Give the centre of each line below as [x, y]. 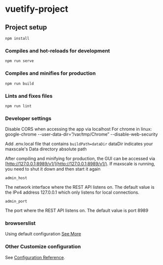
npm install [17, 38]
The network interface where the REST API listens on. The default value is [80, 187]
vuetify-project [37, 9]
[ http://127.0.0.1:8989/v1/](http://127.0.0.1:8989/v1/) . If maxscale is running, [80, 164]
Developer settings [28, 118]
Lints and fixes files [29, 96]
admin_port [16, 202]
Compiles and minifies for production [50, 73]
